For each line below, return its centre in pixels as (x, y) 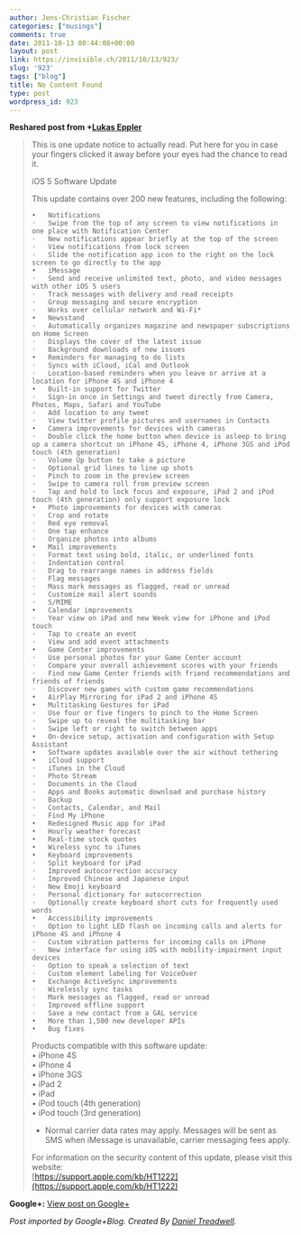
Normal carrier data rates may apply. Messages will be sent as (160, 1130)
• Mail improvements (74, 547)
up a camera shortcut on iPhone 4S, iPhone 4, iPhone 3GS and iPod (160, 445)
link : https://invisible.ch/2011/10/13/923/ (94, 60)
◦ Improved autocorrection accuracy (104, 871)
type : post (30, 93)
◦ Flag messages (66, 579)
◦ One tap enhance (70, 532)
